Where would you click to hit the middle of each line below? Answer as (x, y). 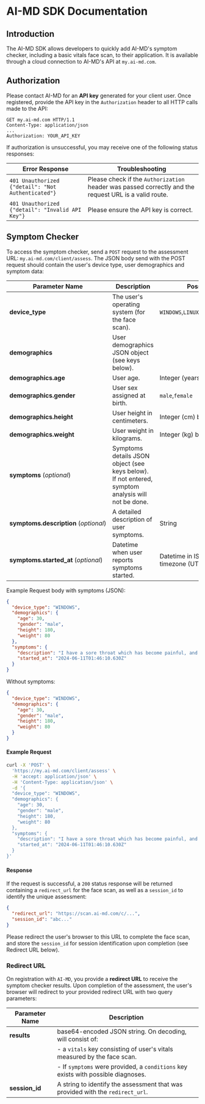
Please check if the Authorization (136, 179)
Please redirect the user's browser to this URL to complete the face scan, (98, 937)
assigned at (129, 395)
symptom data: (25, 271)
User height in (132, 413)
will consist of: (78, 1039)
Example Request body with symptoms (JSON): (66, 590)
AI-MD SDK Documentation (77, 11)
